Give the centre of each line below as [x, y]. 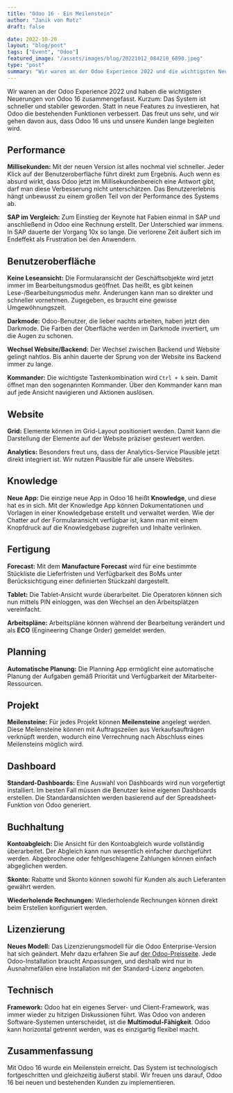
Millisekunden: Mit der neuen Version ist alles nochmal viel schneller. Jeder [115, 167]
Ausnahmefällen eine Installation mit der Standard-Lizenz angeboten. [106, 968]
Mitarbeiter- [200, 676]
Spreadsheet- [197, 798]
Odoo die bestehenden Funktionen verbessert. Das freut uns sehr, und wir [113, 113]
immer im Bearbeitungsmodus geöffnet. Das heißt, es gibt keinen [100, 285]
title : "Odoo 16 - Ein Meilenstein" [60, 14]
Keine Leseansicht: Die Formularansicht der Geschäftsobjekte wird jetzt [110, 278]
